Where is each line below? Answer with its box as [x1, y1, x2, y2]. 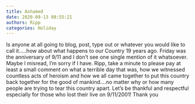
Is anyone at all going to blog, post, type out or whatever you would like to [6, 41, 186, 48]
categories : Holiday [6, 25, 57, 31]
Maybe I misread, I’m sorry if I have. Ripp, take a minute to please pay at [6, 60, 181, 67]
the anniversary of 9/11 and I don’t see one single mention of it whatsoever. [6, 53, 188, 61]
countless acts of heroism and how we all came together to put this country [6, 72, 190, 79]
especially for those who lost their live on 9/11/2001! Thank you [6, 91, 159, 98]
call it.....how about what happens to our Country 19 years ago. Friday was [6, 48, 187, 55]
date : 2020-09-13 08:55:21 [6, 14, 72, 20]
